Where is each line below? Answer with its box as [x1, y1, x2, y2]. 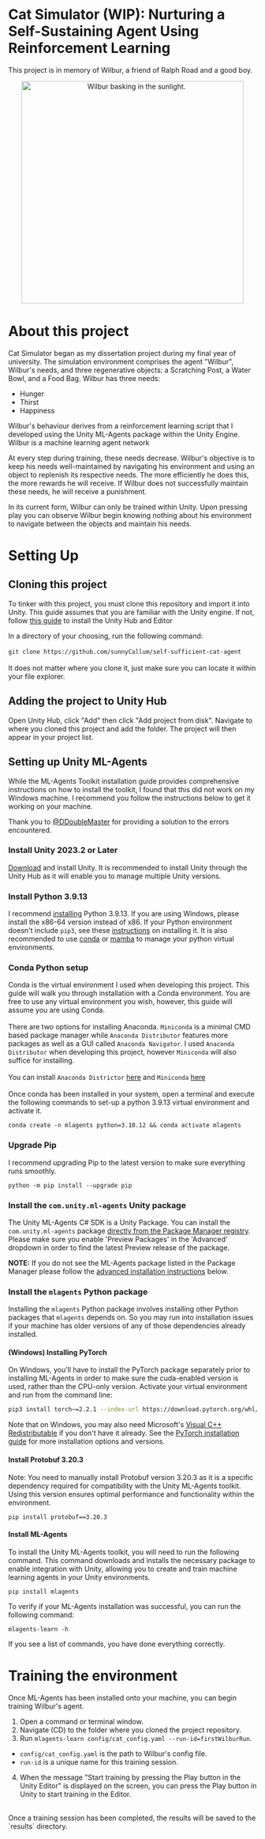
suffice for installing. [8, 1055, 75, 1065]
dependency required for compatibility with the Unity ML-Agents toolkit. [8, 1481, 241, 1490]
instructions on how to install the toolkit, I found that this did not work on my [8, 784, 255, 794]
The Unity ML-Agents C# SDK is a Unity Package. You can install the [8, 1218, 231, 1227]
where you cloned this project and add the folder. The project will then [8, 723, 237, 733]
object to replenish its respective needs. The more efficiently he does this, [8, 470, 249, 479]
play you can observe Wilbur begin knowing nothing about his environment [8, 510, 252, 519]
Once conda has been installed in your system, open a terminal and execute [8, 1089, 255, 1099]
